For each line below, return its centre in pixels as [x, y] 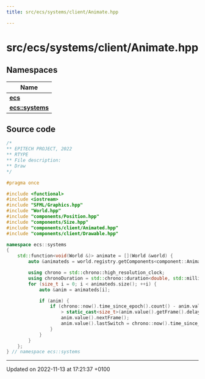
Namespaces [32, 70]
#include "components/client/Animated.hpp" [63, 228]
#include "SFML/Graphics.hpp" [45, 205]
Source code [31, 129]
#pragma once [23, 183]
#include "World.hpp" [34, 211]
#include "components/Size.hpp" [47, 222]
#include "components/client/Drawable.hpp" [63, 234]
